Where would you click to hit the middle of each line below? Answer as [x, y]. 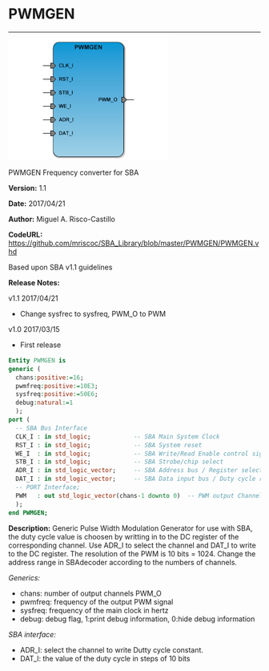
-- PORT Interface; [48, 487]
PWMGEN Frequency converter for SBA [74, 172]
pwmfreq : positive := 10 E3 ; [57, 386]
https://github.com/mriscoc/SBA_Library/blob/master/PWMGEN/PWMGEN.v [134, 243]
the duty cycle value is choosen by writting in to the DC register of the [124, 536]
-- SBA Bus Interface [52, 428]
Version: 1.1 [27, 188]
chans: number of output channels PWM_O [90, 593]
